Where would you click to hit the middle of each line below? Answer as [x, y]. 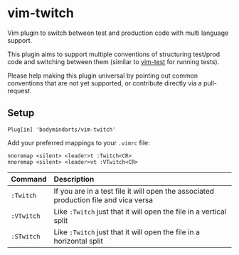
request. [20, 90]
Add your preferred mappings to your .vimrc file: [79, 142]
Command [29, 179]
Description [74, 179]
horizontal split [78, 241]
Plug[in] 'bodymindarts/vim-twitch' [62, 130]
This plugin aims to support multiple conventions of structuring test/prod [114, 54]
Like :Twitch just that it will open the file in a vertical [140, 212]
